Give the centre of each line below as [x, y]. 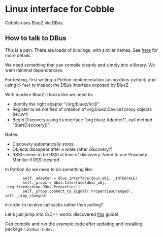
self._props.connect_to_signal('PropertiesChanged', [78, 191]
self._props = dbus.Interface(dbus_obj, [65, 183]
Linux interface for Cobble [60, 9]
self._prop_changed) [26, 196]
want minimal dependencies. [34, 70]
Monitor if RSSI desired [36, 160]
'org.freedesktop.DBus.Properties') [43, 187]
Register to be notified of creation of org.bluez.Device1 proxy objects [82, 109]
